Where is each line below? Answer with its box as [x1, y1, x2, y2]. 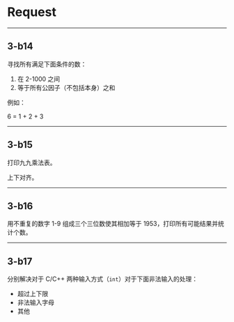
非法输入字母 [17, 298, 54, 307]
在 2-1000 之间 [17, 75, 61, 83]
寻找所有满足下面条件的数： [7, 60, 87, 68]
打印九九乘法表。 [7, 158, 56, 167]
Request [7, 4, 57, 20]
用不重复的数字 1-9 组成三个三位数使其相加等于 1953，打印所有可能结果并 [7, 220, 218, 228]
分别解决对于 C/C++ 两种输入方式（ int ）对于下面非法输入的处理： [7, 275, 198, 283]
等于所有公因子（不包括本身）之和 [17, 83, 116, 91]
